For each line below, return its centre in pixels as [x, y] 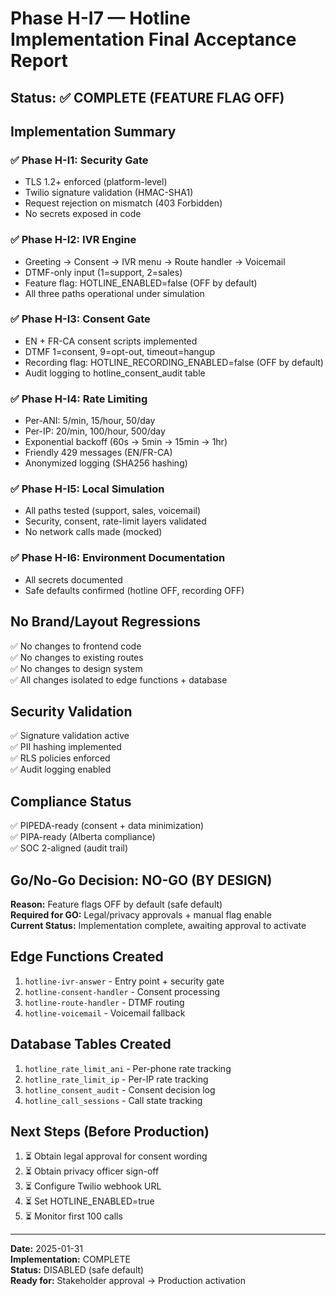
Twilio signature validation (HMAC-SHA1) [109, 193]
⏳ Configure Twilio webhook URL [93, 1186]
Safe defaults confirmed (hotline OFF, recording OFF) [134, 590]
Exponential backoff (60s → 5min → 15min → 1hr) [126, 442]
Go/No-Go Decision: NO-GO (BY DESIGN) [141, 880]
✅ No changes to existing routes [77, 657]
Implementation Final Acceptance [153, 39]
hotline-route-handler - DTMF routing [104, 1002]
